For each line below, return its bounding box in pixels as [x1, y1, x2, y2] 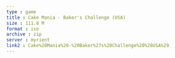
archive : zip [6, 31, 42, 37]
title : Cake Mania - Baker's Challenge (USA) [6, 14, 126, 21]
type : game [6, 8, 36, 15]
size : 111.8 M [6, 20, 45, 26]
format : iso [6, 25, 39, 32]
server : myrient [6, 37, 50, 43]
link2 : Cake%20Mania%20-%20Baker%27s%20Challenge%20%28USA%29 [6, 43, 170, 49]
